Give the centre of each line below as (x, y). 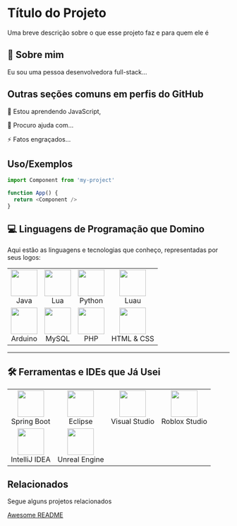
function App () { (33, 193)
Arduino (24, 338)
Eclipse (81, 421)
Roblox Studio (184, 421)
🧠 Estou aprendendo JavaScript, (54, 111)
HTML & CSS (133, 338)
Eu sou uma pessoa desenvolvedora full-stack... (77, 72)
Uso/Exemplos (40, 164)
